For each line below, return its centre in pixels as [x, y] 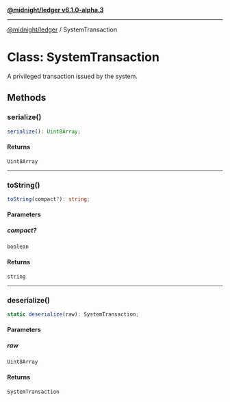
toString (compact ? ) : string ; [49, 199]
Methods [27, 98]
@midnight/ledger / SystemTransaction [62, 29]
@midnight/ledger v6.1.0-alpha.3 [55, 10]
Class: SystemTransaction [83, 57]
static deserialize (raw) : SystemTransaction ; [73, 314]
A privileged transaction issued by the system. [73, 76]
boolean [18, 247]
